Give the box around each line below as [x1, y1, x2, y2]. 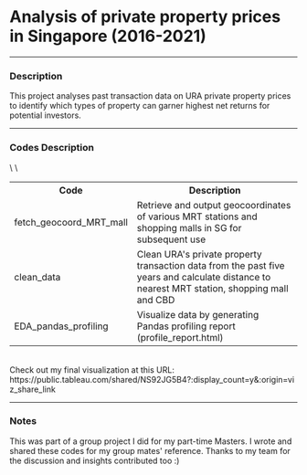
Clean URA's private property [136, 248, 262, 260]
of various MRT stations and [136, 210, 258, 223]
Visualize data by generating [136, 308, 259, 321]
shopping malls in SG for [136, 221, 242, 234]
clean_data [14, 270, 61, 283]
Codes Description [9, 142, 94, 154]
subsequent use [136, 233, 206, 246]
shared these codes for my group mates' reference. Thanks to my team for [9, 445, 291, 456]
